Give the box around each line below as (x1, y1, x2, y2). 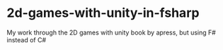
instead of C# (6, 35, 47, 44)
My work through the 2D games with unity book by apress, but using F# (6, 28, 217, 37)
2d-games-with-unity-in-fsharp (6, 5, 200, 21)
